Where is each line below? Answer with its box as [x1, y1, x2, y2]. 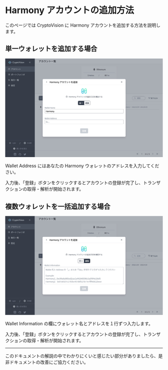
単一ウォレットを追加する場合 [5, 45, 97, 53]
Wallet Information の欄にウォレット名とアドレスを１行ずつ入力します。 [5, 320, 153, 326]
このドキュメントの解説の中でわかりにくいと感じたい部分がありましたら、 [5, 352, 158, 359]
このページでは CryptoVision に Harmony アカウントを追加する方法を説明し [5, 22, 161, 28]
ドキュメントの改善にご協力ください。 [9, 359, 88, 365]
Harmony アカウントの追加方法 [5, 5, 134, 16]
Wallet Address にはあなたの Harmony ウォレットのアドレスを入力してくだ [5, 163, 159, 169]
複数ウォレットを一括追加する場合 [5, 202, 110, 211]
